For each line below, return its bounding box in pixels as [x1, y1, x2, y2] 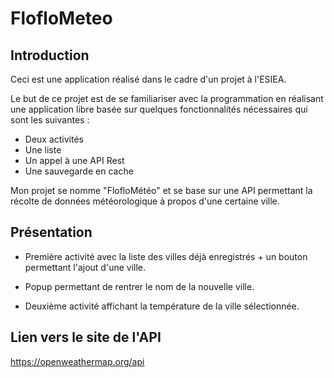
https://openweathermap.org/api [10, 355, 145, 367]
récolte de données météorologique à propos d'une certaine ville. [10, 195, 280, 207]
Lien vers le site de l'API [10, 329, 162, 346]
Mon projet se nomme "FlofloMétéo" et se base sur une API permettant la [10, 185, 313, 196]
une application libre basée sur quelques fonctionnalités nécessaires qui [10, 103, 308, 115]
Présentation [10, 224, 93, 241]
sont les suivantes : [10, 114, 90, 126]
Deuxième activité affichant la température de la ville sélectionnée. [24, 300, 300, 312]
